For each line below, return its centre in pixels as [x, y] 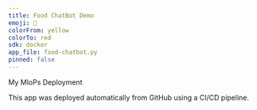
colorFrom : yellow [39, 30]
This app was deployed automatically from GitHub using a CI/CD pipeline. [128, 97]
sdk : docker [28, 45]
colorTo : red [30, 38]
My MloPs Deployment [45, 82]
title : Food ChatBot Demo [51, 15]
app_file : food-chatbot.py [53, 52]
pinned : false [32, 60]
